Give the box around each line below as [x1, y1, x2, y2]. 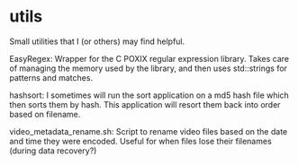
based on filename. [9, 109, 81, 119]
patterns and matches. [9, 72, 93, 82]
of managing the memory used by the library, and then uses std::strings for [9, 63, 288, 74]
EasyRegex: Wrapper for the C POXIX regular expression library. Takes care [9, 53, 290, 64]
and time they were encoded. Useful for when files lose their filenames [9, 135, 272, 146]
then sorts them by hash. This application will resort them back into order [9, 99, 281, 109]
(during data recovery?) [9, 145, 97, 156]
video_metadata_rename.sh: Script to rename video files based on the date [9, 126, 288, 136]
